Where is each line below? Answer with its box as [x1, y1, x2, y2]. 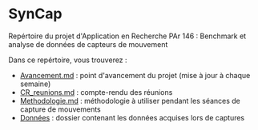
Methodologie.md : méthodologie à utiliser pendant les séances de [19, 96, 240, 105]
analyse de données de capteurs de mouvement [8, 39, 168, 49]
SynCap [8, 5, 62, 23]
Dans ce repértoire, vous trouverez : [8, 55, 127, 65]
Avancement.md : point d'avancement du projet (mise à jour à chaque [19, 70, 251, 80]
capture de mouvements [19, 104, 102, 114]
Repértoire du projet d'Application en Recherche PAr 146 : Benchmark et [8, 31, 247, 41]
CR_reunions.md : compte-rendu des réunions [19, 87, 173, 97]
